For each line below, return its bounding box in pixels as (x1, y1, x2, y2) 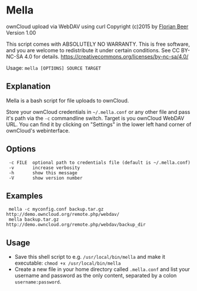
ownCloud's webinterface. (6, 127, 70, 134)
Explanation (6, 82, 51, 92)
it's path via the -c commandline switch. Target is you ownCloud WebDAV (6, 114, 185, 121)
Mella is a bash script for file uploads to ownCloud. (6, 97, 129, 104)
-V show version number (8, 175, 83, 181)
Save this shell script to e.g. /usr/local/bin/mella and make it (14, 253, 166, 260)
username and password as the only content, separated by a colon (14, 272, 177, 279)
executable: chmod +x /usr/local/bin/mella (14, 259, 121, 267)
